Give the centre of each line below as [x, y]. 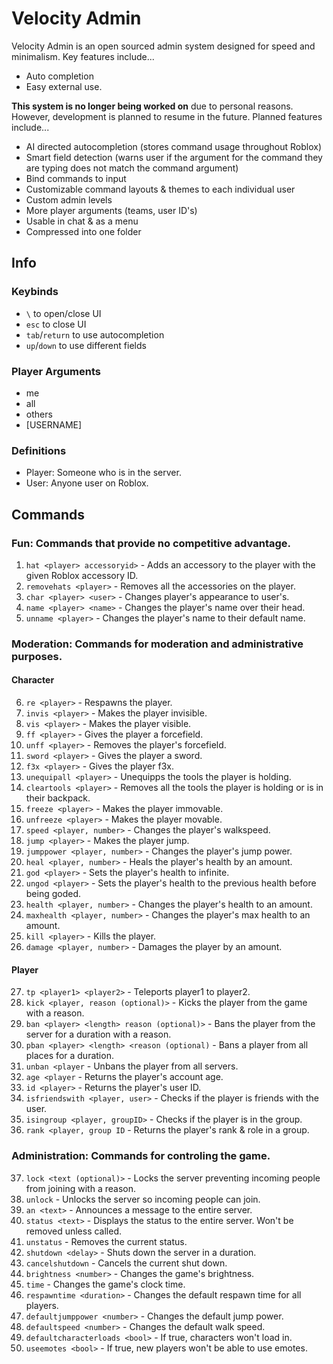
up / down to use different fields [86, 345]
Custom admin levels [69, 199]
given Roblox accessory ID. [82, 575]
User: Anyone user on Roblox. [87, 483]
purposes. [37, 656]
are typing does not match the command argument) [132, 168]
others [39, 414]
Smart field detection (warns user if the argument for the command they [174, 157]
